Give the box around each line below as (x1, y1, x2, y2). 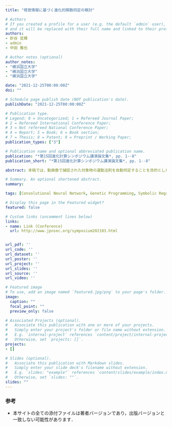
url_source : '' (5, 271, 38, 276)
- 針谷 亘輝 (5, 36, 28, 41)
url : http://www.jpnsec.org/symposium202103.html (10, 229, 118, 234)
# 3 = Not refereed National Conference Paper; (5, 125, 109, 131)
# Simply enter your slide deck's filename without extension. (5, 365, 147, 371)
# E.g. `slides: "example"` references (5, 370, 95, 375)
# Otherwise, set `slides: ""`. (5, 375, 79, 380)
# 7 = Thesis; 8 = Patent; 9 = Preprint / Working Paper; (5, 135, 132, 140)
